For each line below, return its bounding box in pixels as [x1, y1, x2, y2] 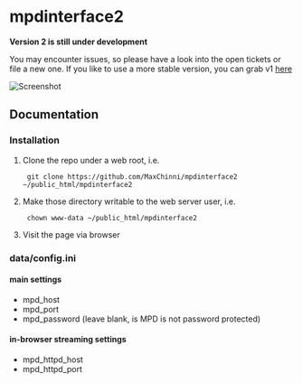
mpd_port [22, 304, 60, 314]
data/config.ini [9, 251, 77, 264]
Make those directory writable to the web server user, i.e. [22, 196, 237, 207]
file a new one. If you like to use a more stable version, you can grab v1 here [9, 63, 292, 74]
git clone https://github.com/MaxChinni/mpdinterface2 [26, 172, 238, 182]
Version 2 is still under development [9, 36, 147, 47]
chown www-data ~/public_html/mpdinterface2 [26, 213, 197, 222]
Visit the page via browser [22, 229, 120, 240]
